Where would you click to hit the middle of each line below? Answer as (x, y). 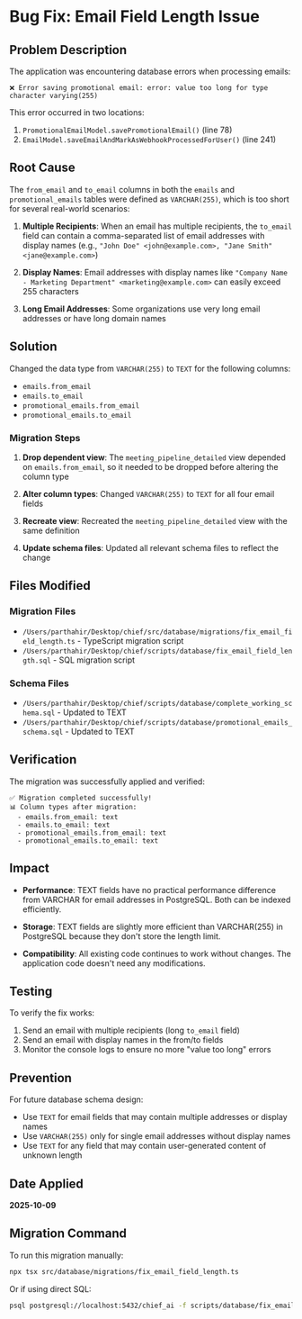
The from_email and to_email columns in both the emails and (122, 189)
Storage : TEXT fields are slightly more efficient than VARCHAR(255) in (152, 926)
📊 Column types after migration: (73, 807)
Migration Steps (45, 438)
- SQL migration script (94, 660)
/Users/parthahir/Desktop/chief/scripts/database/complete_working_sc (157, 703)
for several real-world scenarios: (70, 208)
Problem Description (68, 50)
